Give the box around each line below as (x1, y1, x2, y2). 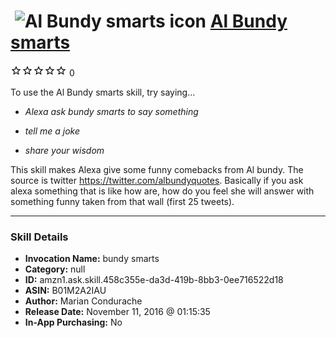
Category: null (24, 263, 86, 275)
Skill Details (10, 230, 69, 244)
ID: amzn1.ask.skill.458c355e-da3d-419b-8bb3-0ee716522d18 (24, 274, 284, 286)
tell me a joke (24, 125, 81, 137)
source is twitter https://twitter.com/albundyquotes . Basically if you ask (10, 174, 304, 186)
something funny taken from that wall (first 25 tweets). (10, 195, 235, 207)
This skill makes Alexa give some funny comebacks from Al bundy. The (10, 163, 304, 175)
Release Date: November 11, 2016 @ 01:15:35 (24, 306, 211, 318)
